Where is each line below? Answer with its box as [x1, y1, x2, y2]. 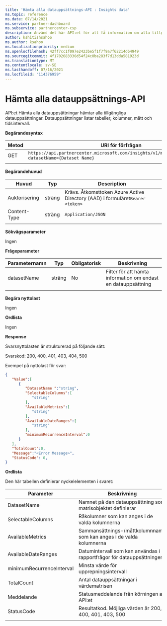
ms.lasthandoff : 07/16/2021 [5, 68, 64, 73]
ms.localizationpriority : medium [5, 44, 75, 49]
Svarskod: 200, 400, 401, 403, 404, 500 [5, 353, 87, 359]
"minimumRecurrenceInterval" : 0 [25, 432, 90, 437]
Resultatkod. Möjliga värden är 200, [79, 605, 162, 612]
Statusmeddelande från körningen [79, 591, 159, 598]
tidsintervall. [5, 120, 31, 126]
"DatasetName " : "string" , [25, 386, 79, 391]
